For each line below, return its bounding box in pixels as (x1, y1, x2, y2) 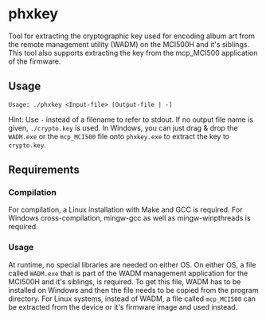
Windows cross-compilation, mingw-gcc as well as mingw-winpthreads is (8, 213, 251, 223)
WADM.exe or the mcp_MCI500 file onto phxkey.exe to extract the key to (8, 131, 229, 141)
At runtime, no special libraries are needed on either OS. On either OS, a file (8, 260, 256, 269)
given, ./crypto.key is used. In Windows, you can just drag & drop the (8, 123, 238, 132)
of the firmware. (8, 57, 61, 66)
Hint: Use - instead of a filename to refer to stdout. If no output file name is (8, 115, 253, 124)
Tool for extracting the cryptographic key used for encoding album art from (8, 31, 255, 41)
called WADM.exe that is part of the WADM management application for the (8, 268, 248, 278)
